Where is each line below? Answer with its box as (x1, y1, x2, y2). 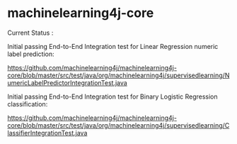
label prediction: (7, 50, 54, 58)
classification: (7, 99, 48, 108)
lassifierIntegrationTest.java (7, 128, 88, 137)
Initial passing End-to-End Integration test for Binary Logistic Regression (7, 92, 218, 101)
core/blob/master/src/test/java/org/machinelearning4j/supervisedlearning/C (7, 121, 230, 129)
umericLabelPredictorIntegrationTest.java (7, 78, 127, 87)
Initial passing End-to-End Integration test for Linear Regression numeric (7, 42, 219, 50)
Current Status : (7, 28, 54, 37)
